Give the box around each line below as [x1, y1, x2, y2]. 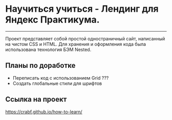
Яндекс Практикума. [5, 14, 100, 26]
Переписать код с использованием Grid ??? [12, 75, 109, 81]
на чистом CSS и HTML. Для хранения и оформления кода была [5, 41, 146, 47]
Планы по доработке [5, 61, 76, 70]
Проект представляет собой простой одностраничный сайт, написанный [5, 35, 165, 41]
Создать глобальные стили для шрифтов [12, 80, 102, 86]
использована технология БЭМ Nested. [5, 46, 92, 53]
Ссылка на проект [5, 95, 67, 104]
